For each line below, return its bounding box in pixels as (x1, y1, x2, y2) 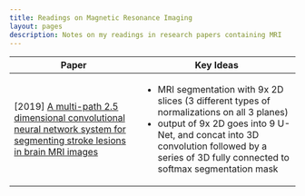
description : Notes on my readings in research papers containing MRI (9, 30, 282, 39)
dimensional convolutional (14, 112, 125, 124)
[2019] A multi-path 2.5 (14, 101, 119, 113)
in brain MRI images (14, 146, 98, 159)
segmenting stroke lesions (14, 134, 127, 147)
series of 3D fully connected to (157, 152, 290, 164)
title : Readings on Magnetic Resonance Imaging (9, 13, 193, 23)
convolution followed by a (157, 140, 268, 152)
